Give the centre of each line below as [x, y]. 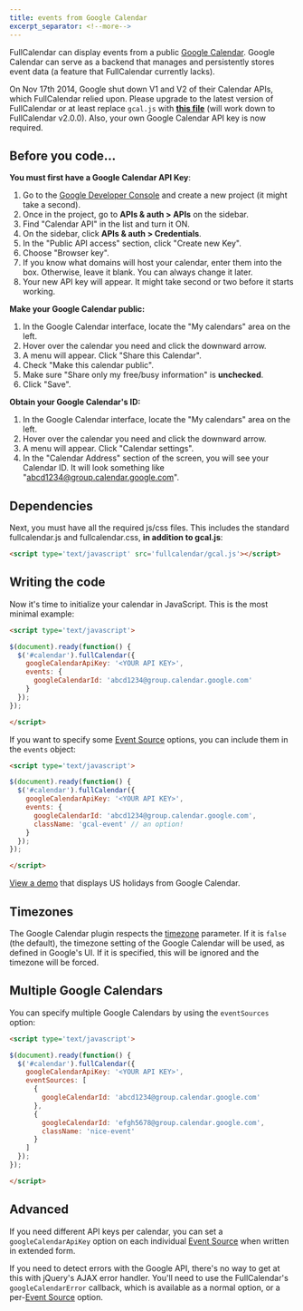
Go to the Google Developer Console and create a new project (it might [155, 195]
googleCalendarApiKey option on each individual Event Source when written [149, 1241]
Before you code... [62, 155]
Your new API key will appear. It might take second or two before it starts [158, 282]
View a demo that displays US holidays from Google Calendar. [125, 883]
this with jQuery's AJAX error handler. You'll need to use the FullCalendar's [149, 1277]
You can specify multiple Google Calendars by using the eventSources [139, 1013]
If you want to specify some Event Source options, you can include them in [149, 739]
